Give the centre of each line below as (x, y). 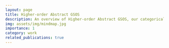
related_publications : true (35, 38)
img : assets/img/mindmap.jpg (36, 24)
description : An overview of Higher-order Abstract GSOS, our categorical (85, 19)
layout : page (19, 10)
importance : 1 (20, 28)
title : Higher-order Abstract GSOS (43, 14)
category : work (21, 33)
